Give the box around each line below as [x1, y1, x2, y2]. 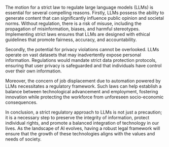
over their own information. [5, 68, 62, 74]
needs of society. [5, 136, 42, 142]
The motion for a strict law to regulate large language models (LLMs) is [5, 5, 154, 10]
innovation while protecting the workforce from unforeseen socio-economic [5, 94, 164, 100]
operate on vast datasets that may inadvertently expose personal [5, 52, 141, 58]
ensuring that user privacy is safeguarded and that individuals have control [5, 63, 162, 68]
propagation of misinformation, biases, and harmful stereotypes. [5, 26, 140, 32]
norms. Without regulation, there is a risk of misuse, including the [5, 20, 142, 26]
